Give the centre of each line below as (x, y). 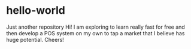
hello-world (36, 10)
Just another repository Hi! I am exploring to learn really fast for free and (96, 27)
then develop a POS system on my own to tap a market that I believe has (95, 33)
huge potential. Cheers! (35, 39)
